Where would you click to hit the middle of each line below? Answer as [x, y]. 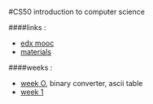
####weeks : [31, 67]
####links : [27, 27]
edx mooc [37, 43]
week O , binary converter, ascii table [81, 83]
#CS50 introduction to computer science [76, 12]
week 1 [32, 92]
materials [35, 52]
